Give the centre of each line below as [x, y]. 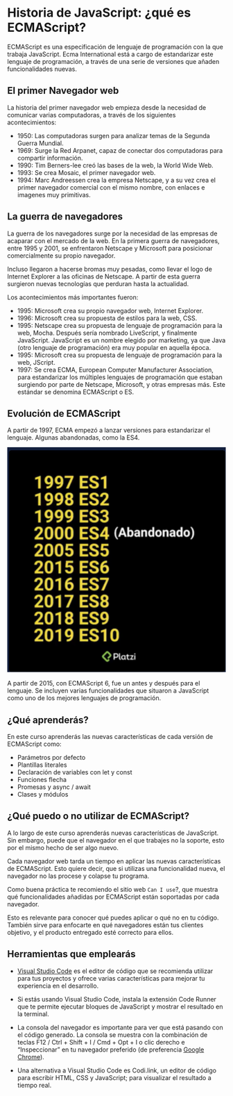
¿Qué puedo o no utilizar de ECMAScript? [98, 816]
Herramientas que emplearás [72, 954]
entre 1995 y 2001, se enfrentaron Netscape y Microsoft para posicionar [110, 248]
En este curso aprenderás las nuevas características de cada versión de [110, 736]
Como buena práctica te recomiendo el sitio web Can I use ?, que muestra [113, 889]
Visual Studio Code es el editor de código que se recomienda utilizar [115, 971]
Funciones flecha [42, 779]
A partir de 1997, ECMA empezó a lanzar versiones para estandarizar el [109, 430]
